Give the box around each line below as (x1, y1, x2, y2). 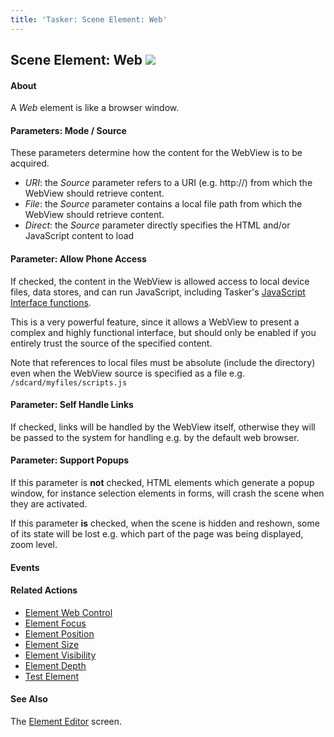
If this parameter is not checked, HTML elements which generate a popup (10, 477, 315, 489)
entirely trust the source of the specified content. (10, 337, 213, 349)
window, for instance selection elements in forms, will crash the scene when (10, 487, 325, 500)
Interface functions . (10, 296, 92, 308)
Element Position (24, 627, 95, 640)
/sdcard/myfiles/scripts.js (10, 377, 128, 388)
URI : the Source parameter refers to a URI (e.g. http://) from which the (24, 177, 313, 189)
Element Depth (24, 659, 87, 671)
